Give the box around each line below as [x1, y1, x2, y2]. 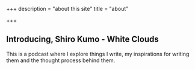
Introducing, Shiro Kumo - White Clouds [6, 34, 159, 45]
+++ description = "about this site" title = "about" [6, 5, 129, 12]
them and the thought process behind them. [6, 57, 116, 64]
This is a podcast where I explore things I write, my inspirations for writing [6, 50, 190, 57]
